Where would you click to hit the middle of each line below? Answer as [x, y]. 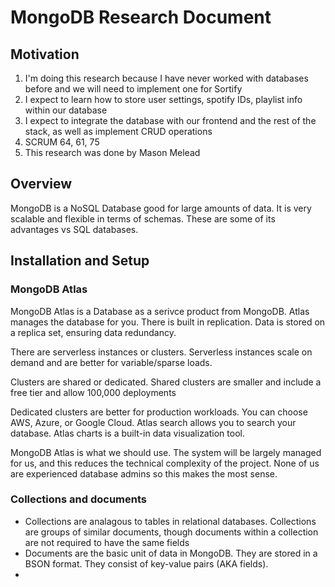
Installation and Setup [80, 261]
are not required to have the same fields [107, 542]
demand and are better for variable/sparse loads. [111, 362]
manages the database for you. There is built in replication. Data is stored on [168, 322]
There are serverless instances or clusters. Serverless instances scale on [161, 352]
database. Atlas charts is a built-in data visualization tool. [127, 433]
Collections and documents [78, 499]
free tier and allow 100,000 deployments [93, 392]
